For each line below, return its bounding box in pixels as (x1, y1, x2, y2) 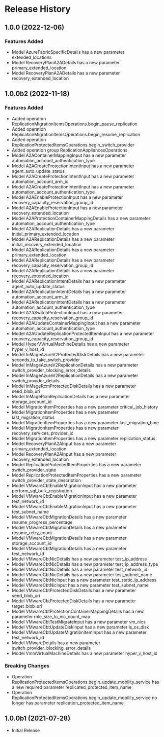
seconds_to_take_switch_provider (11, 357, 80, 363)
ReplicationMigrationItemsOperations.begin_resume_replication (11, 131, 140, 137)
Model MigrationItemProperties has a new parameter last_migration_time (11, 419, 159, 425)
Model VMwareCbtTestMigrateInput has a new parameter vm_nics (11, 619, 146, 625)
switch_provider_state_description (11, 477, 82, 483)
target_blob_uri (11, 603, 42, 609)
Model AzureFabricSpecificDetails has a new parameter (11, 49, 125, 55)
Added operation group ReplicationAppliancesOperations (11, 147, 128, 153)
